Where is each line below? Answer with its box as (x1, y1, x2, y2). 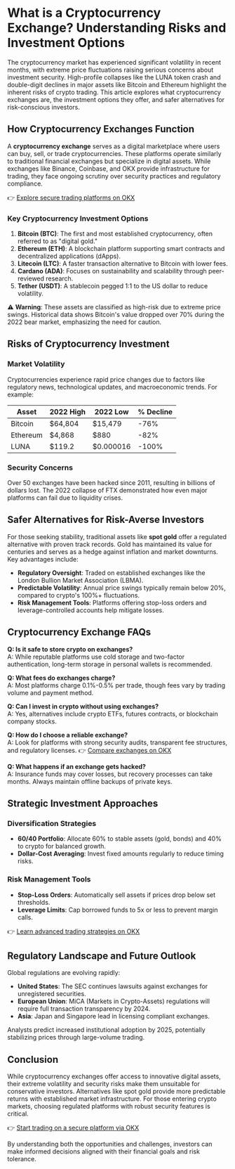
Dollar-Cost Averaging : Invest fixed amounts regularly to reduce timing (17, 849, 224, 858)
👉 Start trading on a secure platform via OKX (7, 1123, 140, 1132)
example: (7, 390, 34, 399)
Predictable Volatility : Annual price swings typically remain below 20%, (17, 583, 227, 592)
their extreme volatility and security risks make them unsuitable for (7, 1080, 200, 1088)
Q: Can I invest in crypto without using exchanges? (7, 702, 159, 711)
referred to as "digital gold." (17, 237, 98, 245)
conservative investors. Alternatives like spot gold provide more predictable (7, 1087, 226, 1096)
